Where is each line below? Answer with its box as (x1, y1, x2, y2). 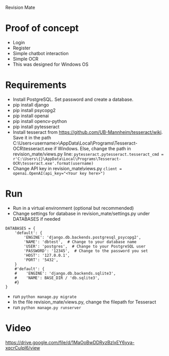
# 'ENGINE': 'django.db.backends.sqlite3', (14, 271, 116, 276)
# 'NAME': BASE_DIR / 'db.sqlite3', (14, 275, 100, 280)
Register (12, 45, 31, 51)
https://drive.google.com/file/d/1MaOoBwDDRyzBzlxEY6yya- (5, 339, 135, 345)
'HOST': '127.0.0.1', (24, 253, 70, 258)
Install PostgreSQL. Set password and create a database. (12, 96, 134, 102)
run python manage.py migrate (12, 293, 77, 299)
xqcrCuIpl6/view (5, 345, 40, 351)
